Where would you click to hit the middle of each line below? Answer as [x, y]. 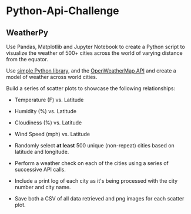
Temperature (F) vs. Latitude [49, 100]
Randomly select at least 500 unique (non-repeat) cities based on [94, 145]
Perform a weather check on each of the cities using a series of [91, 163]
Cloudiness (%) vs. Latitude [48, 123]
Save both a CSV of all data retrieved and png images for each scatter [99, 198]
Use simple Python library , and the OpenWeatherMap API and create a [91, 71]
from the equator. [27, 59]
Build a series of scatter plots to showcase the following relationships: [91, 88]
